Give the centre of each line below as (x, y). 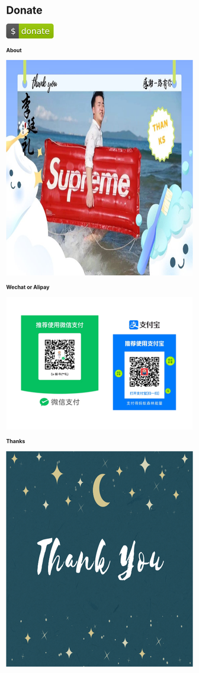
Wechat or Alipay (28, 287)
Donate (24, 10)
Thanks (16, 441)
